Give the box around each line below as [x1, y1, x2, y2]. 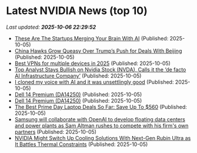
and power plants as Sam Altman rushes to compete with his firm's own [14, 122, 189, 129]
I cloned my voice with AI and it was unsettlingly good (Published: [14, 78, 174, 86]
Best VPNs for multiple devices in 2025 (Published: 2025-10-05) [14, 60, 171, 67]
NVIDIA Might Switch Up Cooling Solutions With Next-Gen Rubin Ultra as [14, 134, 191, 141]
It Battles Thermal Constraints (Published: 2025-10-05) [14, 141, 148, 148]
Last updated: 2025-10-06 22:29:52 [6, 23, 96, 30]
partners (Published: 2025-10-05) [14, 128, 97, 135]
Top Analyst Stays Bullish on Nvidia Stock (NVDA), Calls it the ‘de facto [14, 66, 186, 73]
